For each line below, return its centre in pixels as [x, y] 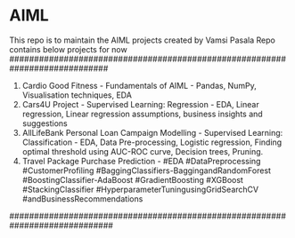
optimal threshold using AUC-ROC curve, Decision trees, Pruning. [143, 151]
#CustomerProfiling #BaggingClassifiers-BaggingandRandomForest [147, 171]
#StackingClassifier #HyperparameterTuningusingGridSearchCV [140, 189]
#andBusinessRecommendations [82, 198]
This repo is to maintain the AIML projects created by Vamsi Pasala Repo [143, 40]
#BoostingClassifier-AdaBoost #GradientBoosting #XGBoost [132, 179]
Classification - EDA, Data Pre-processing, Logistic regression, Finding [152, 142]
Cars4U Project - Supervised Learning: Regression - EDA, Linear [141, 104]
